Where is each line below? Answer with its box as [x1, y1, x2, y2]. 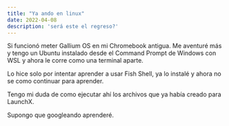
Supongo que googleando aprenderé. [7, 111, 114, 119]
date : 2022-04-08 [7, 17, 57, 23]
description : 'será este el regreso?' [7, 23, 119, 30]
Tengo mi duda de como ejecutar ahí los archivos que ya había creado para [7, 90, 222, 98]
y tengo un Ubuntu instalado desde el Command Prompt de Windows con [7, 49, 217, 57]
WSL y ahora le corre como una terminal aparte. [7, 56, 143, 65]
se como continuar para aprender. [7, 77, 104, 85]
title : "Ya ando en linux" [7, 10, 85, 17]
